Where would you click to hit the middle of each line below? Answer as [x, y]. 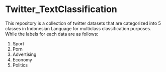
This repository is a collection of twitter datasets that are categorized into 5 [83, 23]
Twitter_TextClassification [61, 9]
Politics [20, 65]
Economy [22, 59]
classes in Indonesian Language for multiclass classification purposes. [78, 28]
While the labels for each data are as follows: [52, 34]
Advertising [24, 54]
